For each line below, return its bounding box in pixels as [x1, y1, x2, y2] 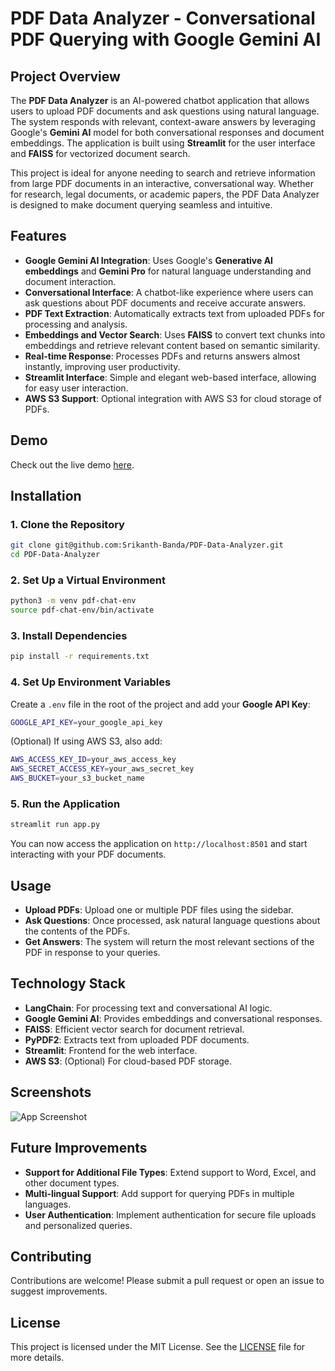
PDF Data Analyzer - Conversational [10, 7, 316, 30]
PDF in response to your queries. [24, 947, 161, 959]
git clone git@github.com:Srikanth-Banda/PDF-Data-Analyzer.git [10, 540, 284, 551]
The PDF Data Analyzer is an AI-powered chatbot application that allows [10, 95, 310, 106]
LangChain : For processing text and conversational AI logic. [24, 1002, 273, 1014]
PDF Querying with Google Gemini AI [10, 28, 322, 51]
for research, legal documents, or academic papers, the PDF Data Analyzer [10, 188, 320, 200]
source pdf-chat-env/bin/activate [10, 605, 155, 616]
